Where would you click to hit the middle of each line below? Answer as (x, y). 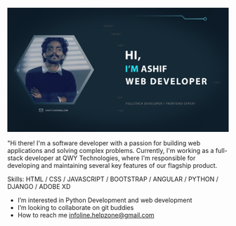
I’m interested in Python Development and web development (105, 200)
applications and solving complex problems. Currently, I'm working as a (111, 151)
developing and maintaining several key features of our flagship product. (112, 165)
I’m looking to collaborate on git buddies (76, 207)
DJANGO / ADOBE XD (39, 186)
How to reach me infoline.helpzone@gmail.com (86, 215)
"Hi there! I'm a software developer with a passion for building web (104, 143)
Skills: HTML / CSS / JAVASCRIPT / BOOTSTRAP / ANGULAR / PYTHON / (113, 179)
